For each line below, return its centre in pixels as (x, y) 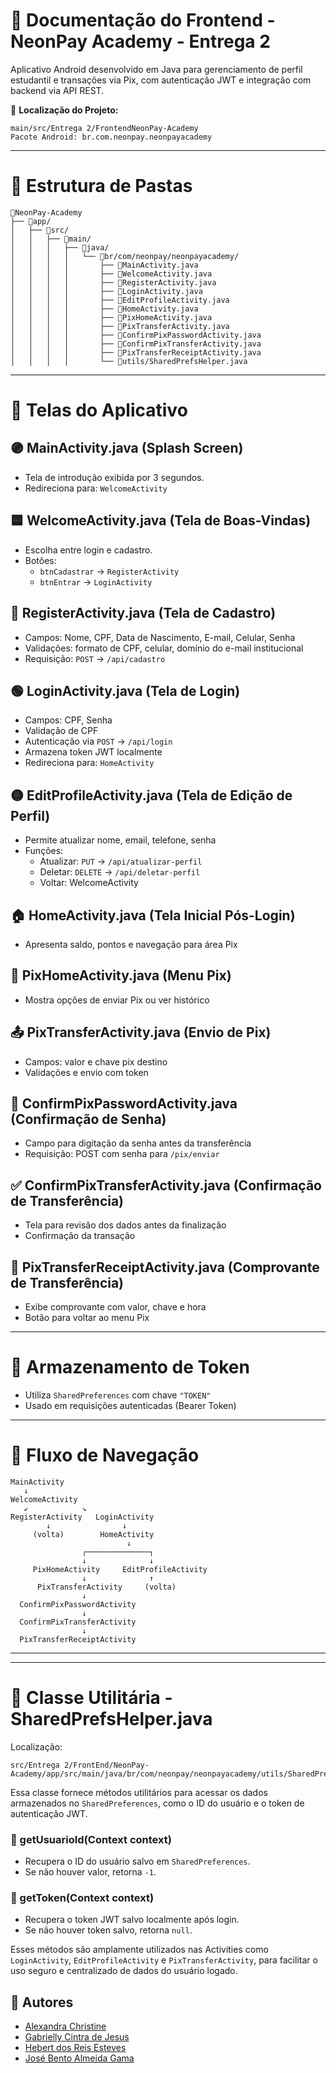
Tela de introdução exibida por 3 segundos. (114, 477)
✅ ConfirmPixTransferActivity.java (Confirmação (166, 1185)
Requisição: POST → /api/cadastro (95, 658)
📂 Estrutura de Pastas (101, 186)
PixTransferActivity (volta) (106, 1587)
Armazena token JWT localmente (93, 752)
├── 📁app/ (31, 221)
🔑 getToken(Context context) (82, 1898)
